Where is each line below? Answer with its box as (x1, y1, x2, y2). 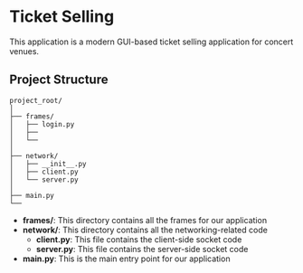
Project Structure (9, 72, 109, 88)
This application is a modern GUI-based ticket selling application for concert (9, 36, 294, 47)
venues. (9, 45, 39, 56)
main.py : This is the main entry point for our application (22, 253, 231, 264)
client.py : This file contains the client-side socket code (35, 233, 242, 245)
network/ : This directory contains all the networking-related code (22, 224, 269, 235)
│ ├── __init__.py (9, 159, 88, 168)
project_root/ (9, 96, 63, 105)
